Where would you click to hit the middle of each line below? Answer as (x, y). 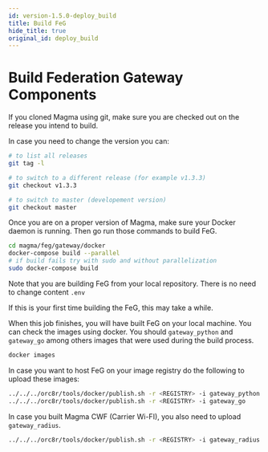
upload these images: (44, 379)
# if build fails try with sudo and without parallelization (113, 261)
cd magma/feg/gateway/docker (57, 246)
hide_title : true (37, 31)
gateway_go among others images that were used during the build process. (131, 340)
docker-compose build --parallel (64, 254)
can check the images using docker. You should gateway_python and (121, 332)
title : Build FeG (37, 23)
